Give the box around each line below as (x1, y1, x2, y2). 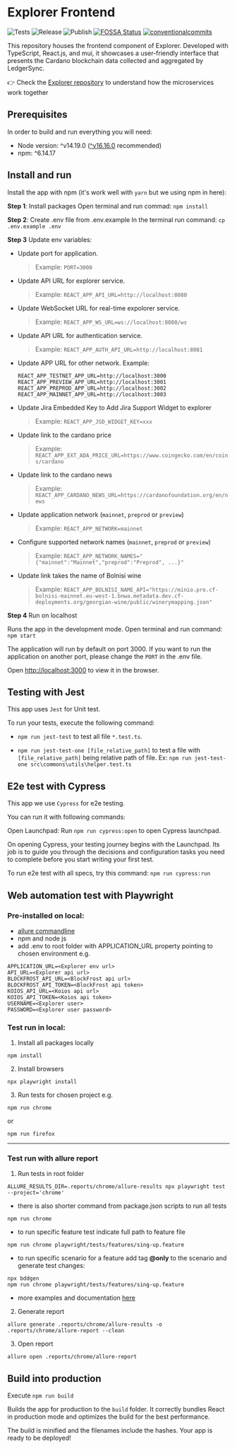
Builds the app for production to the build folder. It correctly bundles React (7, 1405, 225, 1414)
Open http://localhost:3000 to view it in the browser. (7, 665, 159, 674)
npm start (7, 632, 37, 639)
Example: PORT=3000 (35, 262, 93, 271)
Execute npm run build (7, 1391, 74, 1400)
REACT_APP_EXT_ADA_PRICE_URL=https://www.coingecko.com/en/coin (35, 452, 229, 459)
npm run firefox (7, 1131, 55, 1138)
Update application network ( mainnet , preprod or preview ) (17, 510, 185, 518)
